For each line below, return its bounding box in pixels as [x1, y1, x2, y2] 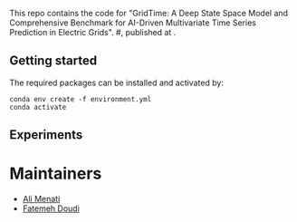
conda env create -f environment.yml [9, 94, 152, 103]
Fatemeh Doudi [22, 203, 80, 214]
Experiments [9, 127, 83, 143]
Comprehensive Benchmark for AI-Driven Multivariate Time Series [9, 17, 256, 28]
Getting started [9, 53, 98, 69]
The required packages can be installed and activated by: [9, 77, 225, 88]
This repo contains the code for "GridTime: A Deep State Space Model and [9, 8, 288, 18]
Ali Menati [22, 194, 61, 205]
